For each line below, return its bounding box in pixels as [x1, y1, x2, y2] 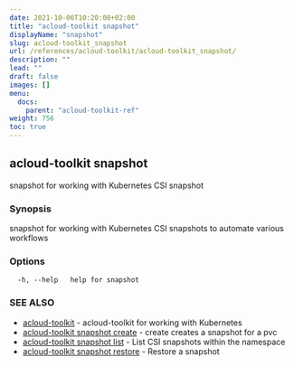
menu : [9, 89, 30, 98]
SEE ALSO [9, 296, 55, 309]
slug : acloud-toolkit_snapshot [9, 38, 128, 48]
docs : [17, 97, 39, 107]
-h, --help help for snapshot [17, 276, 140, 285]
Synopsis [9, 202, 52, 215]
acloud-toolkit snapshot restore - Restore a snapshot [22, 345, 220, 357]
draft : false [9, 72, 59, 81]
